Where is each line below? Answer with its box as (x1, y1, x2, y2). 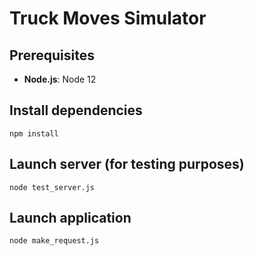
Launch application (9, 210, 132, 227)
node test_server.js (9, 182, 96, 192)
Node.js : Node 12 (23, 73, 97, 85)
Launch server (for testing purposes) (9, 156, 245, 173)
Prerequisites (9, 47, 95, 64)
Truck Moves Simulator (9, 7, 207, 30)
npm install (9, 128, 59, 139)
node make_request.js (9, 236, 100, 246)
